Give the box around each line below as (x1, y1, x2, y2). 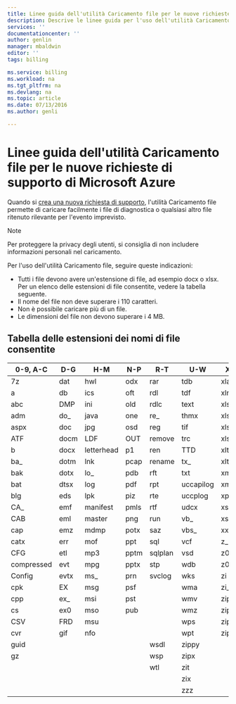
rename (149, 456, 175, 466)
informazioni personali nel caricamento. (7, 247, 122, 256)
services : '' (7, 23, 46, 30)
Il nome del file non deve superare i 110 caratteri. (17, 297, 158, 306)
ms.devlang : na (7, 89, 52, 96)
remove (149, 434, 175, 444)
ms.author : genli (7, 108, 58, 115)
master (84, 513, 108, 523)
